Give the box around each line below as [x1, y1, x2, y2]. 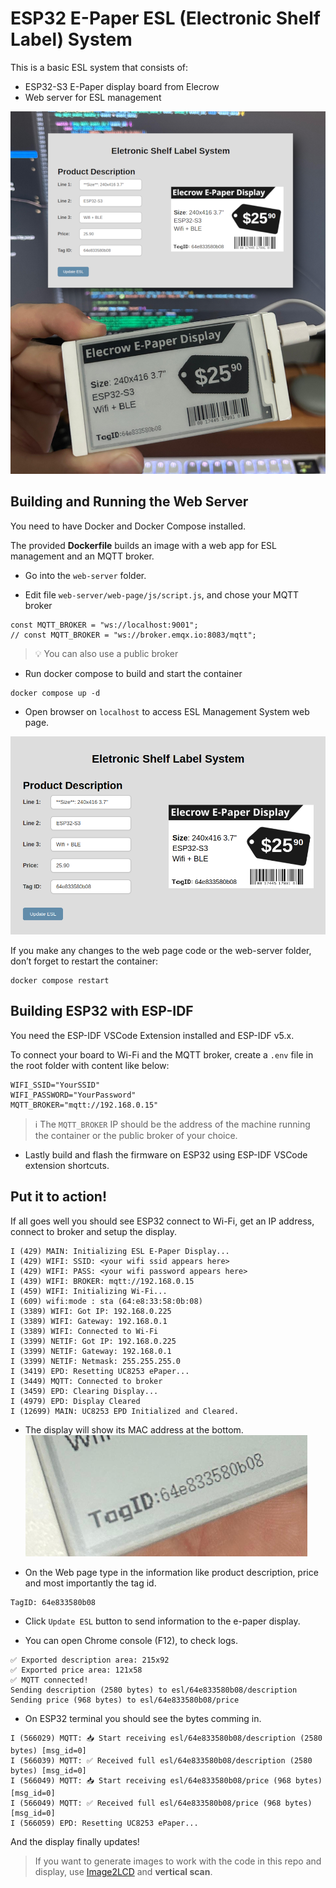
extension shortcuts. [24, 1159, 110, 1171]
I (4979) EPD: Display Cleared [10, 1396, 141, 1406]
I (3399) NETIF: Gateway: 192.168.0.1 [10, 1346, 172, 1356]
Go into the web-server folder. [24, 569, 147, 581]
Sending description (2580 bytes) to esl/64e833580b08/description [10, 1685, 298, 1695]
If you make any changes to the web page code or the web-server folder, [10, 945, 312, 957]
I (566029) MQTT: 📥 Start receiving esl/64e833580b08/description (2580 [10, 1733, 323, 1743]
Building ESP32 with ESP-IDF [10, 1003, 194, 1020]
